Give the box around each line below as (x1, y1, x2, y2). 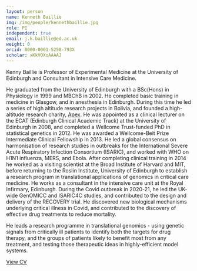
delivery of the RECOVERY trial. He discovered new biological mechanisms (6, 198, 187, 205)
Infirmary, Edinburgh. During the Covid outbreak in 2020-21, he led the (6, 185, 177, 192)
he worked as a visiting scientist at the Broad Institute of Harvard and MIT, (6, 161, 186, 168)
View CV (6, 258, 28, 265)
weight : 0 (6, 42, 31, 48)
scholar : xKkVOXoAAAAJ (6, 52, 62, 58)
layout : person (6, 8, 44, 15)
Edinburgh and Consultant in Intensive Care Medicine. (6, 74, 137, 82)
